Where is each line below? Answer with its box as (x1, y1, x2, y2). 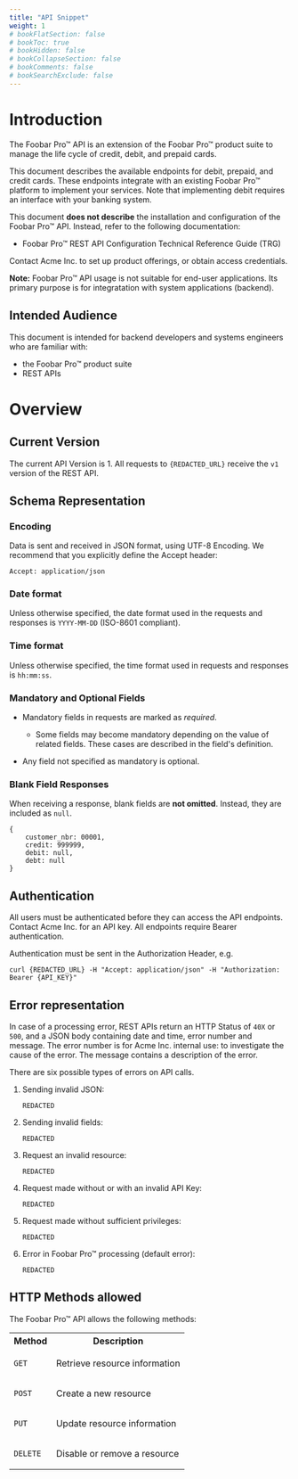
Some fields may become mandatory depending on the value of (35, 729, 270, 740)
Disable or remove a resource (56, 1447, 180, 1459)
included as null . (9, 808, 73, 818)
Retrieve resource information (56, 1357, 181, 1369)
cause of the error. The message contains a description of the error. (9, 1049, 258, 1060)
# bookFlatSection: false (9, 29, 105, 38)
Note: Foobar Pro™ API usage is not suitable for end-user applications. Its (9, 273, 278, 283)
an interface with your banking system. (9, 193, 153, 205)
